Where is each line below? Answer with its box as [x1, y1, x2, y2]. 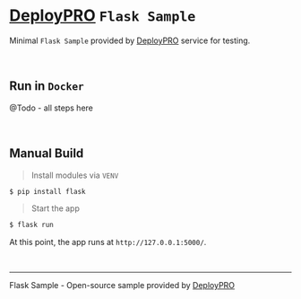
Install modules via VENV [30, 170, 119, 180]
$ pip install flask [9, 187, 87, 196]
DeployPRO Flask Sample [9, 5, 196, 26]
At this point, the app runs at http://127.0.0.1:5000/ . [9, 237, 207, 248]
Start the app [30, 203, 81, 214]
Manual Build [9, 145, 84, 162]
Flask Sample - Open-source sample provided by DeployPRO [9, 280, 236, 291]
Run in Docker [9, 78, 85, 94]
